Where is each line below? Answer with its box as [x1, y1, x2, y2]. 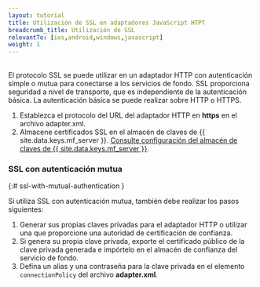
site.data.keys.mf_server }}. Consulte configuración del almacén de [19, 136, 238, 145]
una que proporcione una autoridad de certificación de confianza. [19, 228, 233, 238]
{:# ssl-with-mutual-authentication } [8, 181, 125, 191]
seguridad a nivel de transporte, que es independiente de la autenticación [8, 87, 247, 96]
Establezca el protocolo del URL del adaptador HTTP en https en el [19, 111, 238, 120]
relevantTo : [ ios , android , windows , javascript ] [8, 33, 163, 42]
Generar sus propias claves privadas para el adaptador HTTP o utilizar [19, 220, 247, 230]
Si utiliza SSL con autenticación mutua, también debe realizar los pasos [8, 197, 240, 206]
